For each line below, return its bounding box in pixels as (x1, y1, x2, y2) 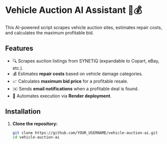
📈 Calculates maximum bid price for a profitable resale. (12, 78, 129, 84)
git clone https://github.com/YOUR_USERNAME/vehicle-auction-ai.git (12, 130, 158, 135)
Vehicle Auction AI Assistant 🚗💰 (5, 4, 142, 16)
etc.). (12, 65, 23, 71)
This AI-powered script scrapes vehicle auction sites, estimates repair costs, (5, 24, 163, 30)
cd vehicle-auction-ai (12, 135, 60, 140)
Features (5, 44, 33, 53)
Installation (5, 107, 41, 116)
